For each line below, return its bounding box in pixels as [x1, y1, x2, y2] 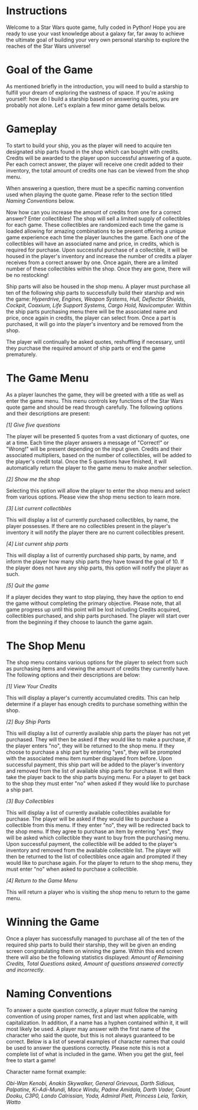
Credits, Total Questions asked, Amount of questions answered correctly [6, 960, 184, 967]
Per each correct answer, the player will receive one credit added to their [6, 161, 184, 168]
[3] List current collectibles [6, 504, 72, 512]
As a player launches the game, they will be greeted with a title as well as [6, 391, 184, 398]
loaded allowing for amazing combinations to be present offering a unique [6, 227, 186, 235]
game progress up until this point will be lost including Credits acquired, [6, 606, 181, 613]
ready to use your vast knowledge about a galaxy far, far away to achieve [6, 30, 185, 37]
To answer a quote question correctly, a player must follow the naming [6, 1006, 178, 1014]
